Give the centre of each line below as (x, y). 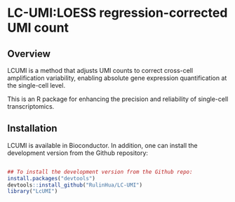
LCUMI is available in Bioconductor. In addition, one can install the (102, 145)
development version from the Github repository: (78, 153)
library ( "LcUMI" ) (33, 191)
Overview (29, 54)
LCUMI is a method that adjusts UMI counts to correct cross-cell (100, 70)
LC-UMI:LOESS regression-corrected (117, 13)
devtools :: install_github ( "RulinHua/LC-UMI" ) (75, 185)
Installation (32, 129)
